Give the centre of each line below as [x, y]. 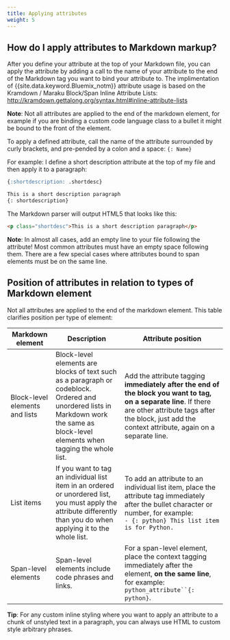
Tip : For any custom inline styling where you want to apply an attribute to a [113, 615]
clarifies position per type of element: [60, 317]
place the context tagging [166, 556]
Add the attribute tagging [165, 376]
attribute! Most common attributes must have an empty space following [108, 247]
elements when [80, 440]
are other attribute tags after [170, 410]
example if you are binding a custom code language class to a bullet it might [114, 121]
